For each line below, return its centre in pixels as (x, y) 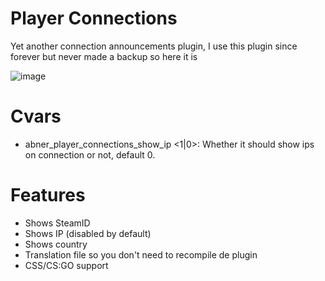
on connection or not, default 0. (90, 154)
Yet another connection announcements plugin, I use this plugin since (154, 46)
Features (48, 195)
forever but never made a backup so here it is (104, 56)
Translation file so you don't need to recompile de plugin (141, 254)
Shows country (56, 244)
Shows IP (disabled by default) (88, 233)
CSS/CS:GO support (66, 265)
